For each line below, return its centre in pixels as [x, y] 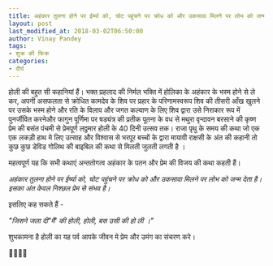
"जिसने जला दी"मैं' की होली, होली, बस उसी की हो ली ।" [81, 221]
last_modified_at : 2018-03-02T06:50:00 [76, 31]
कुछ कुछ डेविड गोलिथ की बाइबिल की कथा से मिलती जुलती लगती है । [97, 146]
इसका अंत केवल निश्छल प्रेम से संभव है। [60, 188]
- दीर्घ [16, 69]
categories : [28, 62]
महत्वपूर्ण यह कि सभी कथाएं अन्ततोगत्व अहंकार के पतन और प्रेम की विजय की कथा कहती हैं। [125, 162]
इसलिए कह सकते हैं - [36, 204]
